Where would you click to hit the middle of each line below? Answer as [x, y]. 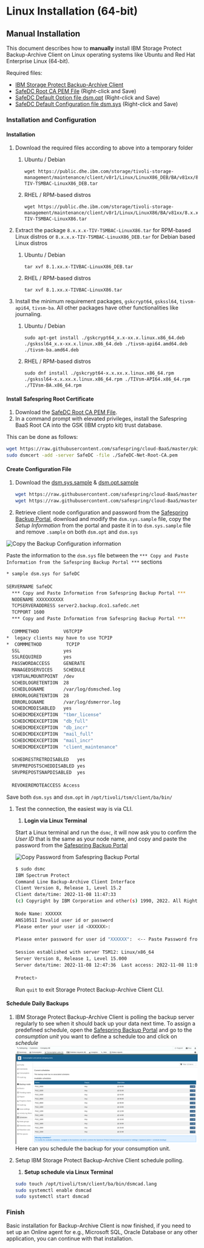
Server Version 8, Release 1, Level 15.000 [71, 959]
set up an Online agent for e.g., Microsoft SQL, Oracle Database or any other [102, 1232]
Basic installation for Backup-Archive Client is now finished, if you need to [99, 1226]
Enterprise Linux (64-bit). [38, 61]
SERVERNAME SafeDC [29, 587]
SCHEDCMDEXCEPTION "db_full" [50, 722]
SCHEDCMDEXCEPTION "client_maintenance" [65, 747]
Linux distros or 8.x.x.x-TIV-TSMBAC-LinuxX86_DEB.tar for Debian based [105, 237]
